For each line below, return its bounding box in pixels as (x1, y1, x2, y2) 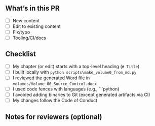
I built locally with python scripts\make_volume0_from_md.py (12, 69, 137, 75)
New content (12, 17, 40, 23)
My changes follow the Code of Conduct (12, 98, 98, 104)
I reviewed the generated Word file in (12, 75, 90, 81)
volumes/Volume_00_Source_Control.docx (12, 81, 97, 87)
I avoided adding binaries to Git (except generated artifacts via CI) (12, 91, 150, 98)
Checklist (5, 50, 36, 58)
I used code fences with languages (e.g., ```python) (12, 86, 120, 92)
